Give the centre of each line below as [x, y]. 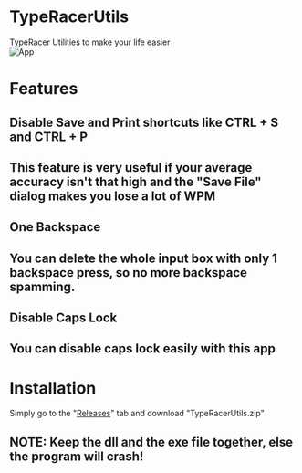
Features [44, 89]
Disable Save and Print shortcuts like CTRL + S [144, 122]
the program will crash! [77, 456]
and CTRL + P [49, 137]
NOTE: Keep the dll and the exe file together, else [151, 441]
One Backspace [55, 227]
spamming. [42, 286]
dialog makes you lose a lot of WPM [113, 196]
